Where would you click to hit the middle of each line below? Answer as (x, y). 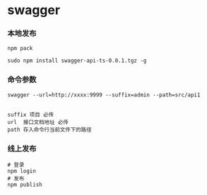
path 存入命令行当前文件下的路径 (49, 130)
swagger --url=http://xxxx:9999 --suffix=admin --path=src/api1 (104, 95)
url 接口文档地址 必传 (38, 122)
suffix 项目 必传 (31, 115)
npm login (22, 171)
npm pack (20, 49)
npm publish (25, 185)
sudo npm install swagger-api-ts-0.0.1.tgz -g (77, 61)
